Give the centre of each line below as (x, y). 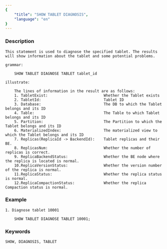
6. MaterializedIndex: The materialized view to (86, 130)
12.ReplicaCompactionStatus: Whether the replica (80, 183)
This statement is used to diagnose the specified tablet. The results (81, 51)
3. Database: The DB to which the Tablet (88, 104)
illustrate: (17, 82)
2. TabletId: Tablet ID (69, 100)
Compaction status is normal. (37, 187)
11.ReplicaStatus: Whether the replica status (88, 174)
